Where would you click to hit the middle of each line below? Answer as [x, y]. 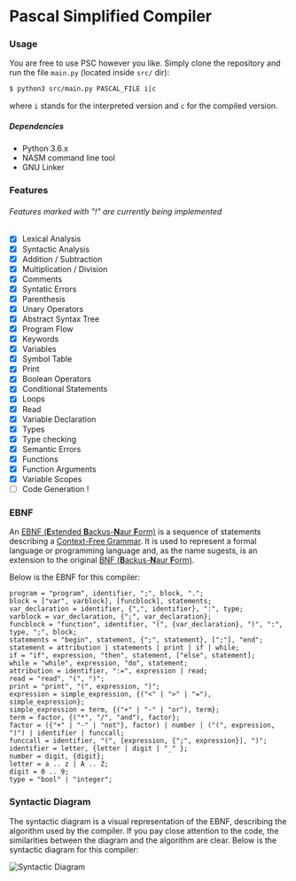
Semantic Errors [51, 448]
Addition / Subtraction [62, 259]
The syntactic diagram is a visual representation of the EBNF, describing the [148, 821]
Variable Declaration [59, 419]
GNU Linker [43, 168]
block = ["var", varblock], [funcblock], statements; [111, 601]
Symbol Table [47, 359]
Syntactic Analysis [56, 249]
